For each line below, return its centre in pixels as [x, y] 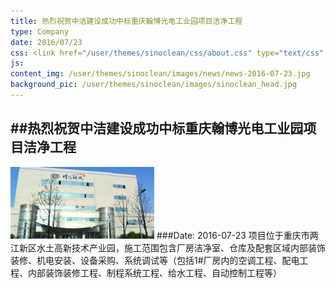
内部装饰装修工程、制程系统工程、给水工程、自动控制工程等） [154, 272]
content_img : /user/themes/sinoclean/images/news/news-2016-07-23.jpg [160, 74]
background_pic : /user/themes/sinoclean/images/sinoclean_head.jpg [154, 85]
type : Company [40, 31]
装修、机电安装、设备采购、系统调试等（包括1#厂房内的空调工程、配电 [155, 260]
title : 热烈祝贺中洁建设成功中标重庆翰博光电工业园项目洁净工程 [126, 21]
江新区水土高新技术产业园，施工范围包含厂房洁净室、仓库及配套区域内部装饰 [168, 247]
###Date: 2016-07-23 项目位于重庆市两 [237, 235]
